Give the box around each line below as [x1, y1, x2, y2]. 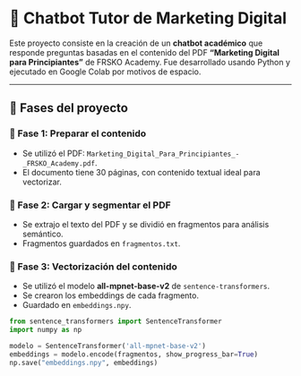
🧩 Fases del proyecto [9, 100, 128, 115]
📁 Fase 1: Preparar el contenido [9, 127, 147, 140]
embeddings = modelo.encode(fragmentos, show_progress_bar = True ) [9, 349, 258, 359]
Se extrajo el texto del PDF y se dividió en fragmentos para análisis [21, 218, 270, 229]
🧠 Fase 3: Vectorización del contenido [9, 260, 177, 272]
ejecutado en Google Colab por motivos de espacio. [9, 66, 202, 77]
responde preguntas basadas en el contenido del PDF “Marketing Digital [9, 47, 280, 57]
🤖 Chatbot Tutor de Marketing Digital [9, 8, 288, 29]
